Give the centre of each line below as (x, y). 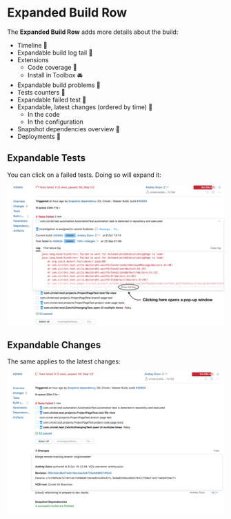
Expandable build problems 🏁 (59, 85)
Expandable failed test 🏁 (52, 100)
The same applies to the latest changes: (64, 361)
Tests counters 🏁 (41, 92)
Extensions (33, 59)
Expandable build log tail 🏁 (55, 53)
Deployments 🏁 (39, 136)
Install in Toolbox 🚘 (55, 75)
